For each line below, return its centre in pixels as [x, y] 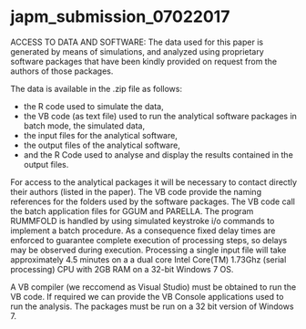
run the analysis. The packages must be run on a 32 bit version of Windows [152, 306]
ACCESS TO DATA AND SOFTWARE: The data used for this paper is [137, 42]
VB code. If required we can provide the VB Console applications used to [147, 296]
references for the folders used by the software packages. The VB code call [153, 201]
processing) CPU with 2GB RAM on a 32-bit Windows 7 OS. [122, 269]
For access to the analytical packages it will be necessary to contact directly [154, 182]
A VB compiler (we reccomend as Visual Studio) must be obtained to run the [153, 287]
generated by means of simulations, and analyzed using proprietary [138, 51]
